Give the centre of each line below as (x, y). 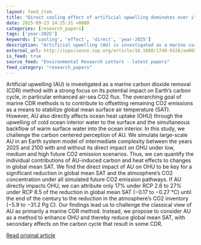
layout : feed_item (29, 12)
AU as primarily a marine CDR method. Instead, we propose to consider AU (99, 211)
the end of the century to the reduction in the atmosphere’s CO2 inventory (98, 198)
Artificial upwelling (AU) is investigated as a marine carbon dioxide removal (99, 84)
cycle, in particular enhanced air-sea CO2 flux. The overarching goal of (94, 97)
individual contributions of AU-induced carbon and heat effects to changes (99, 160)
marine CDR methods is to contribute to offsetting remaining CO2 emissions (100, 103)
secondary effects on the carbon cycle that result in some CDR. (84, 224)
